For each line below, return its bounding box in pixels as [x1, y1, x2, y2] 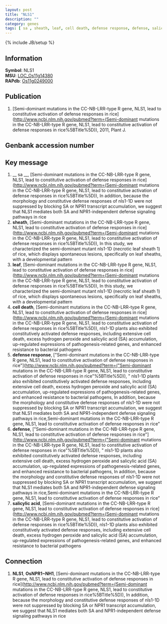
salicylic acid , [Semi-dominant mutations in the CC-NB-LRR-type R [12, 500, 151, 506]
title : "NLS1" [5, 12, 35, 17]
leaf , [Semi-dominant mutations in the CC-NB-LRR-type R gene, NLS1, [12, 262, 157, 268]
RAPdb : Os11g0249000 [5, 78, 53, 84]
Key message [5, 158, 48, 167]
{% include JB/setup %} [5, 39, 55, 45]
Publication [5, 92, 41, 101]
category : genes [5, 21, 39, 26]
